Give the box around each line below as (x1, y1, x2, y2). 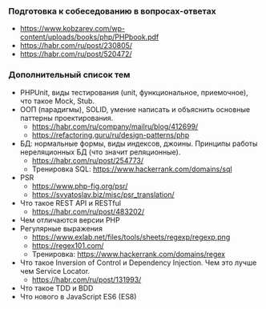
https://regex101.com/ (31, 240, 104, 250)
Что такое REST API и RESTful (19, 198, 122, 207)
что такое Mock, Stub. (19, 96, 95, 106)
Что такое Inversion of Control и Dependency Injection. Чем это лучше (19, 258, 257, 267)
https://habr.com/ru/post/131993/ (31, 275, 142, 284)
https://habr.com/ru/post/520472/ (19, 50, 132, 59)
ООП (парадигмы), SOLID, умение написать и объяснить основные (19, 104, 251, 114)
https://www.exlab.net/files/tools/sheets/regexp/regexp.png (31, 232, 231, 242)
